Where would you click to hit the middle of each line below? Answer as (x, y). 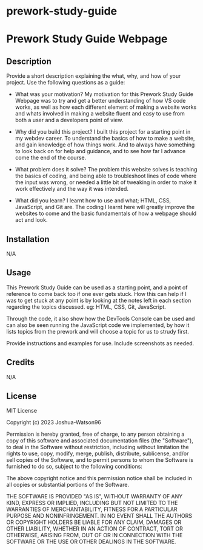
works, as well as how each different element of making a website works (106, 107)
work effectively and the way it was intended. (72, 189)
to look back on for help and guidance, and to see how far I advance (100, 151)
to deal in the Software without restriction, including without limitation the (98, 447)
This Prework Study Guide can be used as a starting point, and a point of (97, 287)
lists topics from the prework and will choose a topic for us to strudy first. (98, 331)
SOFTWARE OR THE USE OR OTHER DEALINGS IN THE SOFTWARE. (91, 541)
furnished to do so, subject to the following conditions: (74, 467)
